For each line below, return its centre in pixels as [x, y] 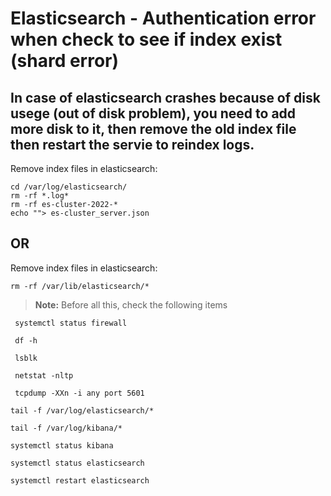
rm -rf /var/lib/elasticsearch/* [80, 286]
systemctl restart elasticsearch [80, 480]
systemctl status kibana [62, 445]
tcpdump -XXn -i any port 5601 [79, 393]
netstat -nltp [44, 375]
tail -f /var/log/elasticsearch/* [82, 410]
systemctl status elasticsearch [77, 463]
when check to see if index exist [146, 39]
